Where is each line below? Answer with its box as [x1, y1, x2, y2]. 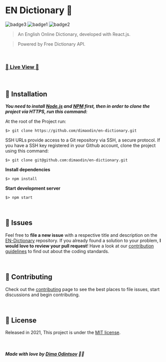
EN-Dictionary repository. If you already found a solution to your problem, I [5, 237, 161, 243]
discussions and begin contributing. [5, 292, 80, 298]
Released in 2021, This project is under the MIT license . [5, 330, 121, 336]
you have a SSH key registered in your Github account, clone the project [5, 142, 156, 149]
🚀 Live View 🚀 [5, 63, 39, 70]
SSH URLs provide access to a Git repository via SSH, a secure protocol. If [5, 137, 160, 143]
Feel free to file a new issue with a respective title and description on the [5, 232, 158, 238]
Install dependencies [5, 167, 51, 173]
